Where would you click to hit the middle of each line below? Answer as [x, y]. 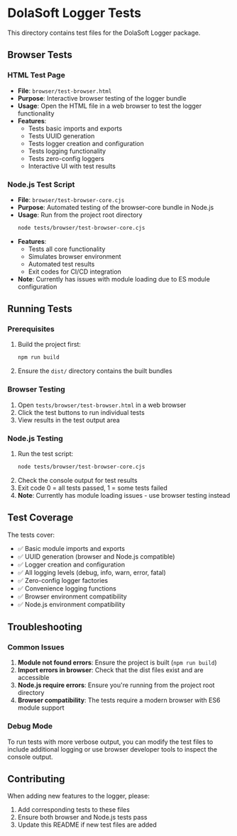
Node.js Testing [35, 438]
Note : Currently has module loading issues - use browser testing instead [124, 495]
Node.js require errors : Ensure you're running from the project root [116, 685]
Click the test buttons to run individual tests [81, 412]
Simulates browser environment [75, 256]
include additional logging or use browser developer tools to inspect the [112, 749]
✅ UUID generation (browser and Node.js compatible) [96, 556]
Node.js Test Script [41, 184]
